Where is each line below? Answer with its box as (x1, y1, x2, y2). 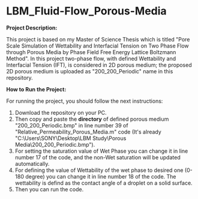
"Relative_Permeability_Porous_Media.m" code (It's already (14, 128, 162, 135)
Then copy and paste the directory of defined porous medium (14, 115, 169, 123)
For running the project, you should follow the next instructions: (6, 97, 163, 105)
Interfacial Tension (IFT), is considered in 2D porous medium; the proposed (6, 61, 192, 69)
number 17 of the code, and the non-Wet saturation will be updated (14, 153, 181, 161)
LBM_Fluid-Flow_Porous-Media (6, 4, 167, 18)
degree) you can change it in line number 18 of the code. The (25, 173, 176, 180)
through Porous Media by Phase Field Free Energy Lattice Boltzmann (6, 48, 176, 55)
